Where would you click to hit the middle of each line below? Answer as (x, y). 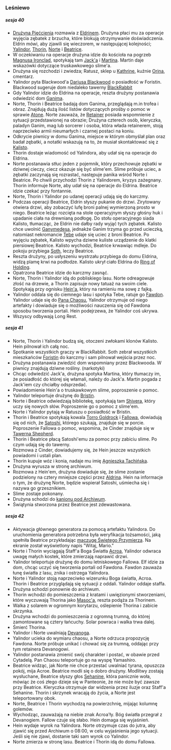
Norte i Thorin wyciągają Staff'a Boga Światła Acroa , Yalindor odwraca (87, 551)
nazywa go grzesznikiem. (40, 488)
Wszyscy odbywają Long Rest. (45, 316)
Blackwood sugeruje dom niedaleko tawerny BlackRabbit (72, 87)
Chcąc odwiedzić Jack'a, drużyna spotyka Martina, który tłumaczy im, (87, 373)
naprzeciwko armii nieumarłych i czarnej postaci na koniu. (74, 131)
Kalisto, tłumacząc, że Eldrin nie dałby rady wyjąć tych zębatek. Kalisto (87, 223)
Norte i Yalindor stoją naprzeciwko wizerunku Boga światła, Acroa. (82, 578)
